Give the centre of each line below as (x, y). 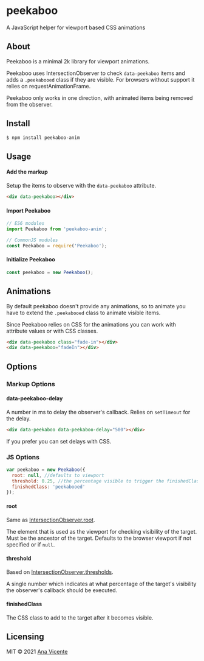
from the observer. (29, 104)
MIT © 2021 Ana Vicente (37, 651)
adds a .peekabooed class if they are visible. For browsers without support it (100, 79)
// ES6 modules (25, 224)
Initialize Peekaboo (31, 260)
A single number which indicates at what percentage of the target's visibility (101, 584)
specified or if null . (31, 544)
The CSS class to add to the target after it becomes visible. (80, 617)
